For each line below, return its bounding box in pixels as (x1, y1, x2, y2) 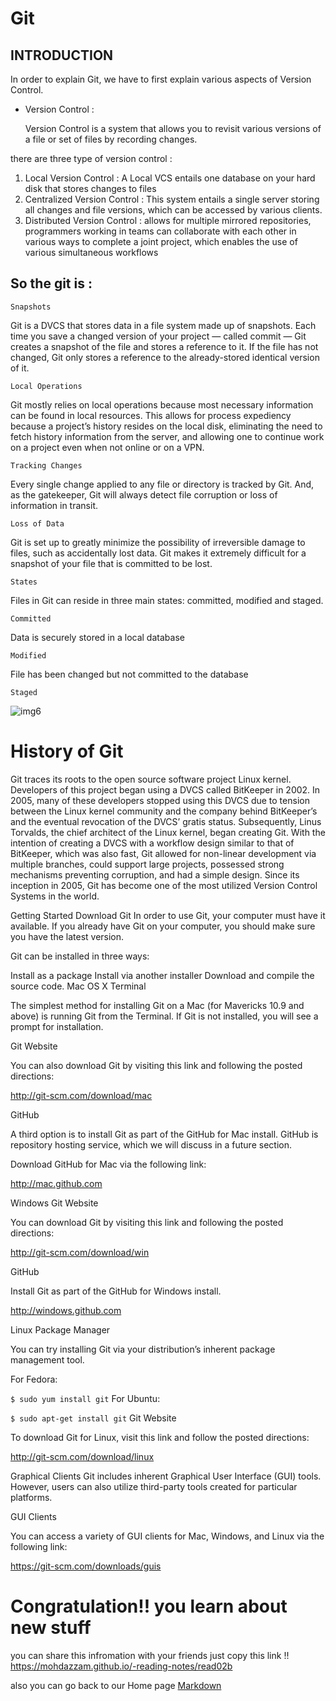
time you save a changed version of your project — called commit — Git (10, 330, 307, 342)
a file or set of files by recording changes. (24, 133, 198, 145)
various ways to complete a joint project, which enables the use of (24, 236, 298, 247)
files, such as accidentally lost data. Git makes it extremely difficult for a (10, 547, 307, 559)
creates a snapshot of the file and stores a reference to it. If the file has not (10, 340, 319, 352)
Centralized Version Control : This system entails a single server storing (24, 193, 320, 205)
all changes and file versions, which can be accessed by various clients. (24, 204, 323, 216)
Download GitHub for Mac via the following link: (10, 1158, 207, 1170)
